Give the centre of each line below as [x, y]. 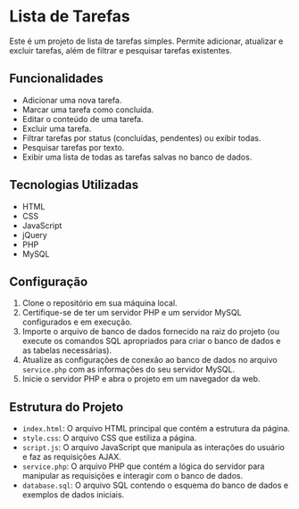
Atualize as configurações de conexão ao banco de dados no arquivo [150, 360]
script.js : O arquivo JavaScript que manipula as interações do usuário [154, 447]
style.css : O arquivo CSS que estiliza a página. [109, 438]
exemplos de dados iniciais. [73, 495]
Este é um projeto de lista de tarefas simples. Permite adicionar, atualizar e [146, 41]
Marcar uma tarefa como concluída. [88, 110]
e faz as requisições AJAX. [72, 457]
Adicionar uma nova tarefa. [72, 100]
